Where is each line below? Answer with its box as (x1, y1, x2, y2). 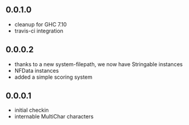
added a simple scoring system (14, 73, 93, 81)
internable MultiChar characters (14, 113, 94, 120)
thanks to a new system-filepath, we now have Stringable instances (14, 60, 183, 68)
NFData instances (14, 67, 59, 74)
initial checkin (14, 106, 49, 114)
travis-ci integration (14, 27, 64, 34)
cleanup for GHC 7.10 (14, 20, 67, 28)
